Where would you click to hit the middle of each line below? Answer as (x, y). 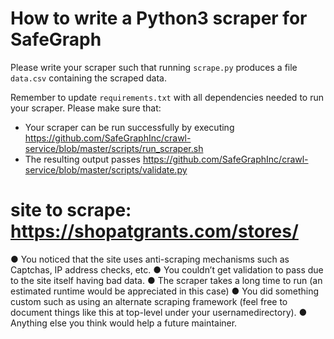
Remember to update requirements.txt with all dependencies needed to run (167, 97)
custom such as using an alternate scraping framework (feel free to (149, 301)
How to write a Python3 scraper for (159, 18)
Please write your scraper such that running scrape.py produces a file (154, 67)
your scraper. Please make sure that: (86, 108)
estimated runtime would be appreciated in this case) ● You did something (165, 291)
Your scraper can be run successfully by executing (129, 127)
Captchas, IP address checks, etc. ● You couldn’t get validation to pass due (167, 269)
